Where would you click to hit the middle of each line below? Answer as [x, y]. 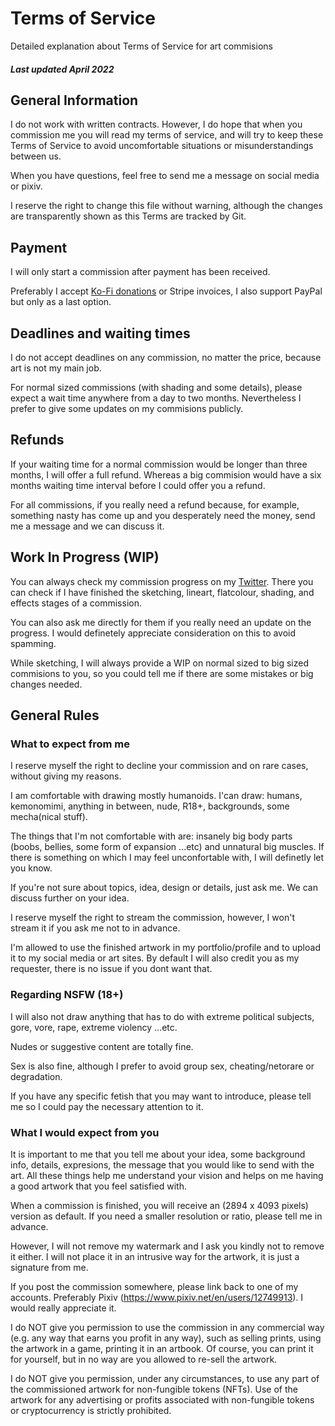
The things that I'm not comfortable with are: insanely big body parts [151, 836]
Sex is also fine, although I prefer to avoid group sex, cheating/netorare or [162, 1066]
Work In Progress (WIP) [85, 557]
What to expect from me [70, 744]
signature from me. [49, 1267]
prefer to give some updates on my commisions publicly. [127, 408]
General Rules [55, 715]
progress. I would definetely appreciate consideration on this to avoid [153, 633]
